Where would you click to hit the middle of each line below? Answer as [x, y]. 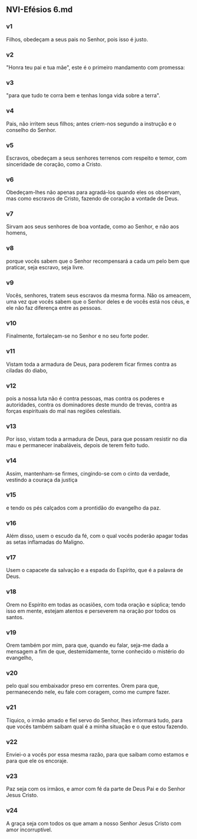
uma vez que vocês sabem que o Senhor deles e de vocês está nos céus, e [98, 302]
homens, [17, 233]
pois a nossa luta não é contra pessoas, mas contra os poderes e [85, 398]
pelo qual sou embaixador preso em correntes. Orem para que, [83, 686]
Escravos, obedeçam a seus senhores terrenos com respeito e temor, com [96, 158]
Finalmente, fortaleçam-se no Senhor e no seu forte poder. [78, 336]
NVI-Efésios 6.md [40, 10]
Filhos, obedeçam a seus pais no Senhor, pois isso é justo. [77, 39]
